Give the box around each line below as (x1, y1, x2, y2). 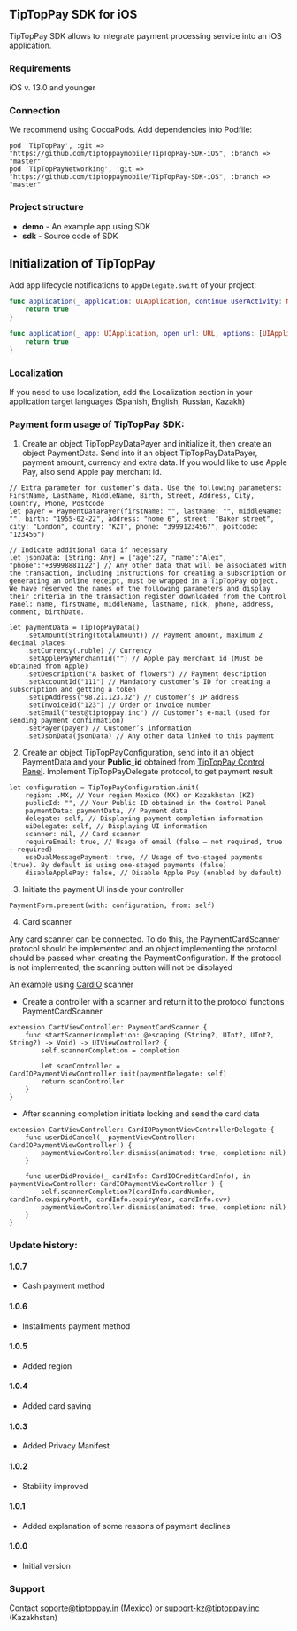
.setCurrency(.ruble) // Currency (25, 647, 152, 656)
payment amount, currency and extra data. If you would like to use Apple (21, 457, 287, 468)
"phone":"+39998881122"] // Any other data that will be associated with (9, 562, 287, 571)
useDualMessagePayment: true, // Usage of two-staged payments (25, 853, 263, 862)
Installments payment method (21, 1320, 131, 1332)
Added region (21, 1360, 72, 1371)
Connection (9, 105, 61, 117)
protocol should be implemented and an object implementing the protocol (9, 944, 277, 954)
